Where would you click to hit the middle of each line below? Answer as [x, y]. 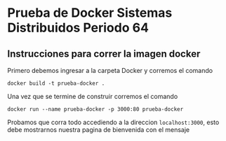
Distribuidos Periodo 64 [78, 28]
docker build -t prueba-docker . [56, 83]
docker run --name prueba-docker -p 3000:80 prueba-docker [95, 109]
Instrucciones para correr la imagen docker [104, 54]
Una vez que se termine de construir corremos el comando [93, 96]
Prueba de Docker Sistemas [90, 13]
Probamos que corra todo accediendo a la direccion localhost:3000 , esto [113, 122]
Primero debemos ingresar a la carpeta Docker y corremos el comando [110, 70]
